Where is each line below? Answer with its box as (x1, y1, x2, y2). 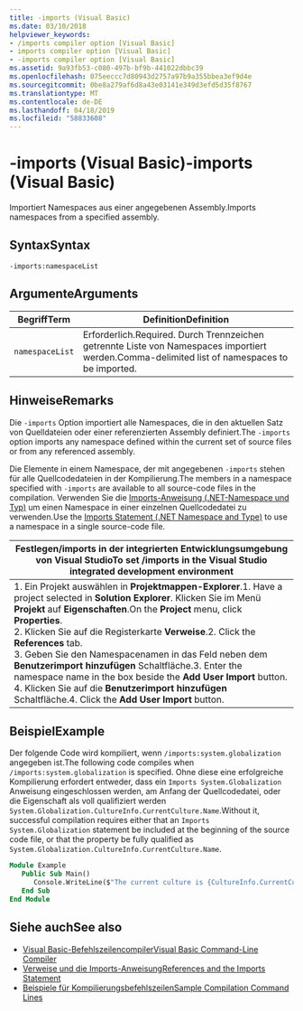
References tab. (14, 636, 83, 649)
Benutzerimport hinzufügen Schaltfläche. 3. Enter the (14, 659, 243, 671)
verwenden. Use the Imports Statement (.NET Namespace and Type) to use (9, 511, 289, 522)
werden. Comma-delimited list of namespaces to (82, 351, 289, 363)
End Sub (21, 886, 50, 895)
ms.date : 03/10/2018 (9, 22, 87, 31)
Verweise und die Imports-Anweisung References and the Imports (22, 963, 266, 974)
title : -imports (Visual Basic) (9, 13, 131, 23)
